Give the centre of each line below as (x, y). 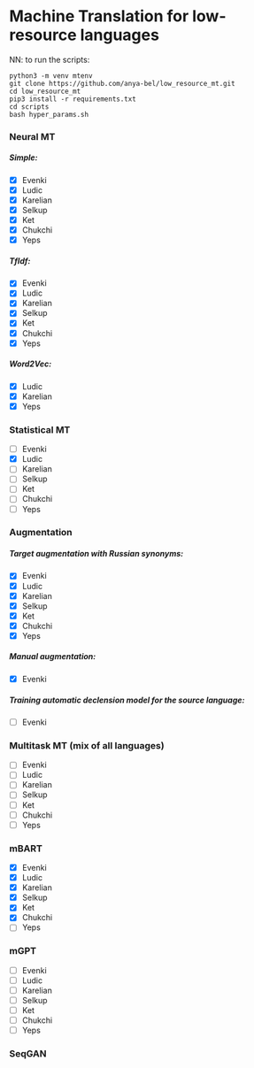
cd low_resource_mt (45, 91)
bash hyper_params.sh (49, 114)
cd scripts (29, 107)
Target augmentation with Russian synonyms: (96, 554)
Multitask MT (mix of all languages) (87, 745)
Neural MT (32, 136)
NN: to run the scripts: (50, 59)
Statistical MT (40, 429)
